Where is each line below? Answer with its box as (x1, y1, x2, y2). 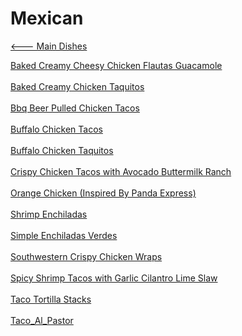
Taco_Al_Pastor (10, 314, 74, 326)
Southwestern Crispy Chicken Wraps (10, 250, 163, 262)
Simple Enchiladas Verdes (10, 229, 118, 241)
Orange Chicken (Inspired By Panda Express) (10, 187, 197, 199)
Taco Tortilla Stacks (10, 293, 92, 305)
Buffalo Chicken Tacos (10, 123, 103, 135)
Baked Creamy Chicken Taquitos (10, 80, 145, 92)
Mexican (10, 7, 84, 30)
